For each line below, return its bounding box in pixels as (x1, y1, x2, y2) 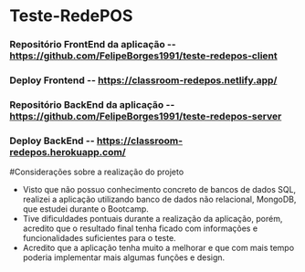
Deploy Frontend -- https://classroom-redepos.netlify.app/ (9, 74, 278, 87)
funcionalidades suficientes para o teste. (22, 233, 176, 244)
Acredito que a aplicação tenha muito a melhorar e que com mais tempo (22, 243, 295, 254)
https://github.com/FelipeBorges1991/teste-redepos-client (9, 49, 278, 62)
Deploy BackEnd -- (9, 134, 95, 147)
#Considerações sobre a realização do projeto (9, 166, 184, 178)
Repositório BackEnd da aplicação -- (9, 98, 175, 110)
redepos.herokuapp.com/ (9, 145, 126, 158)
